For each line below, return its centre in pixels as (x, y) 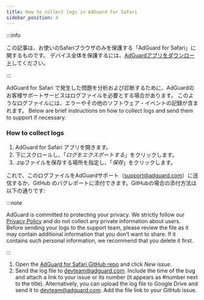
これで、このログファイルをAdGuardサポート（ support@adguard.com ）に (100, 175)
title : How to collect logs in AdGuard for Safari (72, 12)
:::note (14, 202)
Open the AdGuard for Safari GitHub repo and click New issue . (93, 264)
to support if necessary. (36, 117)
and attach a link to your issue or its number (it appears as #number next (106, 277)
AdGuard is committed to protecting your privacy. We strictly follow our (95, 215)
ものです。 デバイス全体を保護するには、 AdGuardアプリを (95, 55)
